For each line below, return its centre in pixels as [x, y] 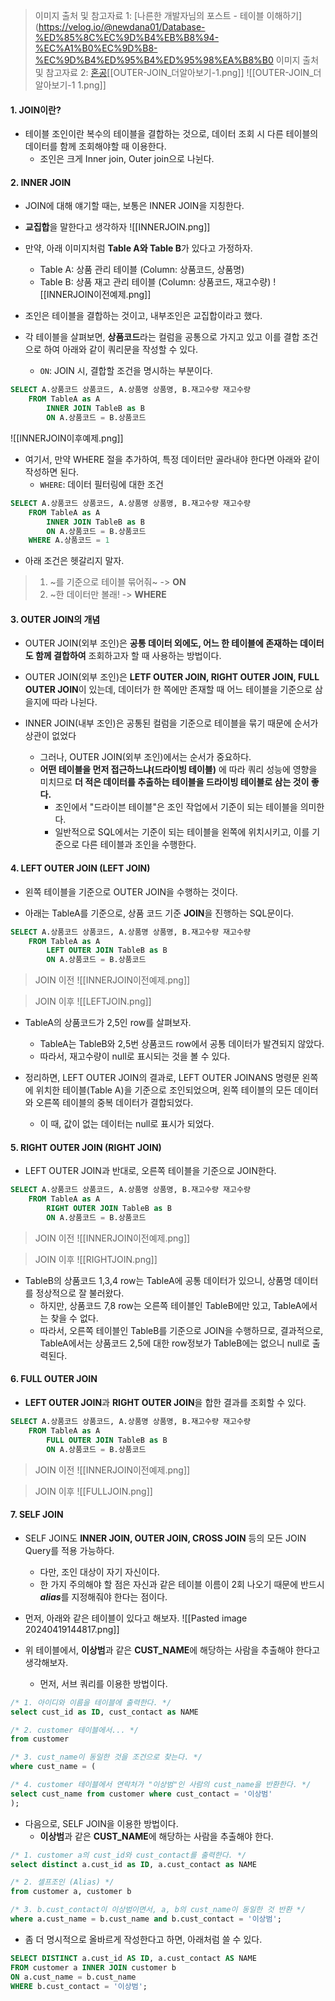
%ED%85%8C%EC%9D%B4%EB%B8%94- [127, 37]
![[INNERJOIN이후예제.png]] [67, 438]
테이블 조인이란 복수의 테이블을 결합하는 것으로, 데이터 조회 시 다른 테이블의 [171, 134]
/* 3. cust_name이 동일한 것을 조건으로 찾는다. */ [106, 1757]
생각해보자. [46, 1662]
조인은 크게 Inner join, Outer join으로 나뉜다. [127, 159]
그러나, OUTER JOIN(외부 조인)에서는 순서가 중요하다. [145, 757]
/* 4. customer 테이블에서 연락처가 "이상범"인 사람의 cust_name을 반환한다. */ [161, 1785]
